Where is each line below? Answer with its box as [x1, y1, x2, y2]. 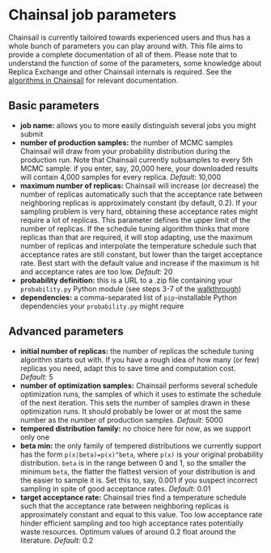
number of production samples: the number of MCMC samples [19, 138, 233, 147]
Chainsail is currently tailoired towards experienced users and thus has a [8, 32, 251, 42]
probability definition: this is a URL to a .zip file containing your [19, 275, 233, 285]
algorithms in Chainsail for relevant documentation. [8, 75, 179, 85]
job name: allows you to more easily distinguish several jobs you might [19, 120, 256, 130]
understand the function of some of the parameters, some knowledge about [8, 58, 262, 68]
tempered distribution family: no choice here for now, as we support [19, 423, 252, 433]
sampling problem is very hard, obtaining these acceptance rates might [19, 206, 258, 216]
